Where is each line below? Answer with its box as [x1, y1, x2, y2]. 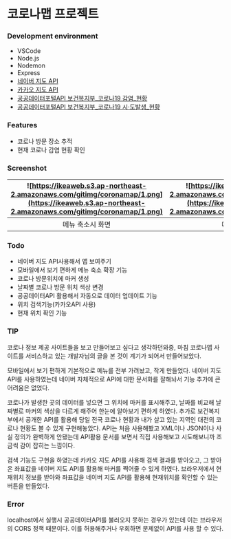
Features [7, 120, 38, 130]
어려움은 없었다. [7, 383, 50, 392]
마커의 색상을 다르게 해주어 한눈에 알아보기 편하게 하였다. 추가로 [25, 407, 196, 415]
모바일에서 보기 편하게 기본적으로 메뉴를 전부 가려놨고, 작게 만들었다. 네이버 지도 [7, 366, 222, 374]
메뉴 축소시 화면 [63, 220, 111, 229]
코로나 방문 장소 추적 [16, 137, 73, 145]
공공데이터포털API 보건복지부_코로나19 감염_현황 [16, 94, 148, 103]
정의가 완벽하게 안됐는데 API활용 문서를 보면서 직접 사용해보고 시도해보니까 [14, 432, 215, 441]
